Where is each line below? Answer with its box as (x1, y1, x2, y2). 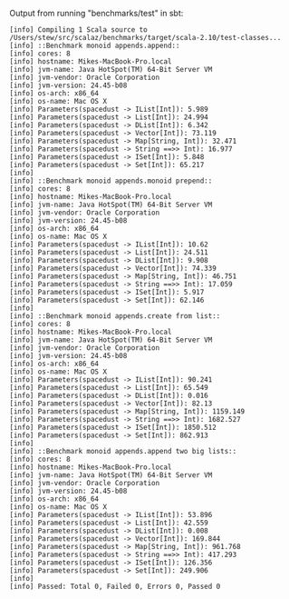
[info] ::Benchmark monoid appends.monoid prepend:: (9, 176, 213, 185)
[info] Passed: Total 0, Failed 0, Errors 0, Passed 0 (9, 582, 221, 591)
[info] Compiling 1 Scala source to (9, 25, 148, 35)
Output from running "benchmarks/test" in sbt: (9, 8, 184, 18)
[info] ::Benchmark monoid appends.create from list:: (9, 312, 221, 321)
